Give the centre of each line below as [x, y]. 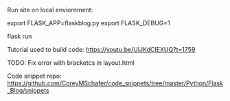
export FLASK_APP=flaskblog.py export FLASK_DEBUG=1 [89, 23]
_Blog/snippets [28, 90]
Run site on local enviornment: [50, 10]
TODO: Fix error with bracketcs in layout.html [71, 63]
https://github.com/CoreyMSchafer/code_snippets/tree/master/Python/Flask [115, 83]
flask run [20, 36]
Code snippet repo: [34, 76]
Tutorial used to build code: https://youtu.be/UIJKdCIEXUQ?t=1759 [101, 49]
